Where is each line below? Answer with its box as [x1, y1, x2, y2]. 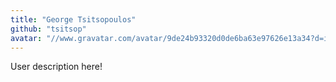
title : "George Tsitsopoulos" [10, 14, 137, 25]
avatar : [10, 33, 43, 43]
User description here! [10, 61, 103, 73]
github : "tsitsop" [10, 24, 87, 34]
